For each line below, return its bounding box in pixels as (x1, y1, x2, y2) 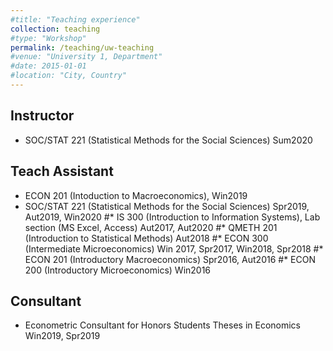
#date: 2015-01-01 (10, 61, 87, 71)
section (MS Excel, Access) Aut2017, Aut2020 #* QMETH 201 (24, 221, 278, 233)
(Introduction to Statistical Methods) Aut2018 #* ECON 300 (24, 232, 269, 244)
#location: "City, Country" (10, 71, 128, 81)
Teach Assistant (10, 163, 114, 180)
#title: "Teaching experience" (10, 14, 141, 25)
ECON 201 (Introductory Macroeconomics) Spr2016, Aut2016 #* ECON (24, 253, 316, 265)
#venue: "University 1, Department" (10, 52, 163, 62)
